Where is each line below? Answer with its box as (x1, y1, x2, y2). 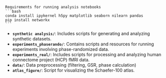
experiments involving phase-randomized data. (12, 46, 109, 52)
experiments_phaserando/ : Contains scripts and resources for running (12, 41, 154, 47)
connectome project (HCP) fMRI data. (12, 57, 90, 63)
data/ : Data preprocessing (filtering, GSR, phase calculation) (12, 62, 137, 68)
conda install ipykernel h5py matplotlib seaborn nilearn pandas (5, 13, 143, 18)
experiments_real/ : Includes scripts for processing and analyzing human (12, 52, 162, 57)
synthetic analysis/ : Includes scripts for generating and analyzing (12, 31, 150, 37)
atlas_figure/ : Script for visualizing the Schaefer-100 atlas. (12, 67, 135, 73)
